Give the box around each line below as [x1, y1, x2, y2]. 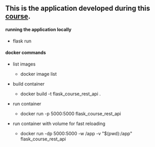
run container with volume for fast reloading [12, 120, 106, 127]
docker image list [20, 71, 57, 77]
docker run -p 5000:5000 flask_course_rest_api [20, 110, 121, 117]
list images [12, 61, 36, 67]
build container [12, 80, 45, 87]
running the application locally [5, 26, 72, 32]
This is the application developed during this [5, 4, 150, 13]
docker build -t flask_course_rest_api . [20, 91, 101, 97]
